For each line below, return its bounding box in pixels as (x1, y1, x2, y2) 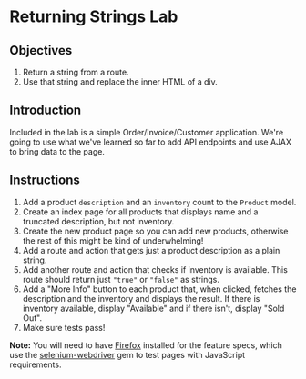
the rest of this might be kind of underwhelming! (22, 234, 204, 246)
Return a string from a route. (22, 66, 129, 77)
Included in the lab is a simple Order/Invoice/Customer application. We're (9, 126, 284, 137)
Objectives (9, 43, 73, 58)
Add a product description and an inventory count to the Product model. (22, 196, 297, 207)
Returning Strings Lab (9, 6, 178, 27)
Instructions (9, 173, 80, 188)
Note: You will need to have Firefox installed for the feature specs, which (9, 339, 282, 351)
